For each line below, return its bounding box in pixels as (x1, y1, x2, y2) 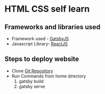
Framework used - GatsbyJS (11, 36, 69, 41)
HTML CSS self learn (4, 3, 90, 15)
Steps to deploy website (4, 55, 79, 63)
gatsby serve (18, 83, 45, 89)
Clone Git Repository (11, 68, 53, 74)
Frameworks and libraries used (4, 23, 101, 31)
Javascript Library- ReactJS (11, 41, 68, 47)
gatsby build (18, 78, 44, 84)
